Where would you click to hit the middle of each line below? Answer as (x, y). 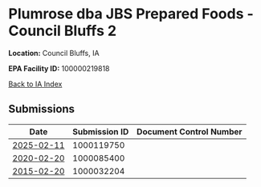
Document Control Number (189, 131)
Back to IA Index (35, 84)
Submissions (41, 109)
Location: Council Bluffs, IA (54, 53)
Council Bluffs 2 (63, 31)
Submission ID (100, 131)
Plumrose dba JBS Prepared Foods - (131, 14)
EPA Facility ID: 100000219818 (59, 68)
